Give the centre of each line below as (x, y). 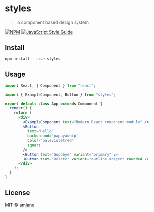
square (34, 145)
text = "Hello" (40, 131)
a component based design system (53, 22)
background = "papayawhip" (53, 136)
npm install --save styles (33, 59)
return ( (23, 113)
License (18, 193)
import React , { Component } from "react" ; (51, 86)
